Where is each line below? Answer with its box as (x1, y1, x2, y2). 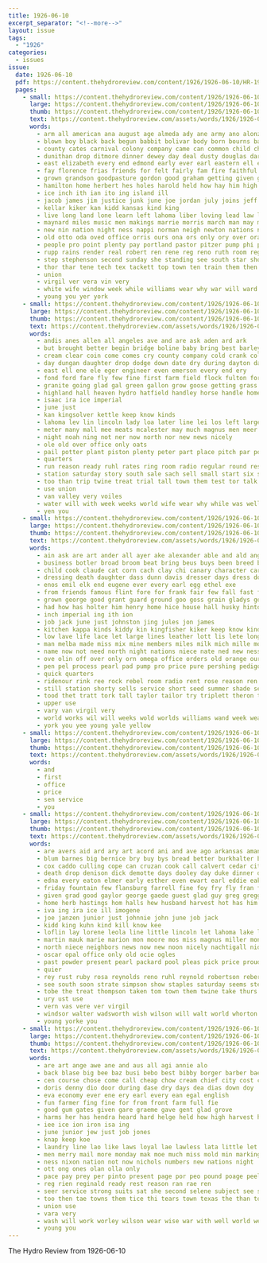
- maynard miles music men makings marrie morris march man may (37, 219, 254, 227)
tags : (8, 33, 26, 42)
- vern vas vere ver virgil (37, 1003, 130, 1011)
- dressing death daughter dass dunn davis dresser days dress (37, 573, 250, 581)
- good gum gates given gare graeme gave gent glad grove (37, 1106, 233, 1114)
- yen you (37, 507, 69, 515)
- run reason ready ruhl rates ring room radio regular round (37, 463, 247, 471)
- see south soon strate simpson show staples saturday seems (37, 980, 247, 989)
